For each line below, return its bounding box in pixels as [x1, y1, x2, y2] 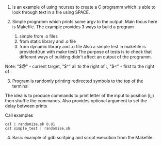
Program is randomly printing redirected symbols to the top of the [12, 78, 144, 84]
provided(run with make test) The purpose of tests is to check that [19, 49, 152, 54]
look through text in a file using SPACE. [12, 9, 90, 15]
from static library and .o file [19, 38, 76, 44]
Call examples [5, 112, 33, 118]
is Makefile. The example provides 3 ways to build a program [12, 24, 134, 30]
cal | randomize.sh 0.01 [5, 122, 55, 127]
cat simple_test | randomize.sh [5, 126, 70, 131]
